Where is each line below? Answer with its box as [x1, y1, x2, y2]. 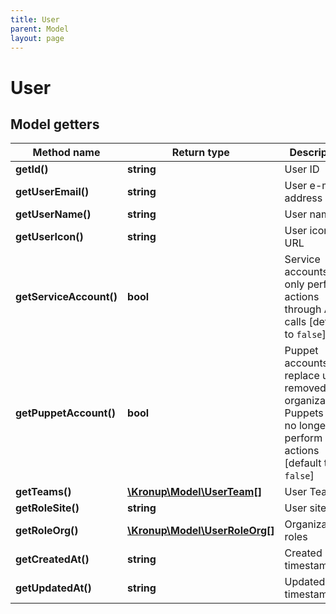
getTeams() [15, 485, 72, 499]
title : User [10, 14, 60, 25]
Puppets [284, 406, 324, 420]
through [284, 302, 322, 316]
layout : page [10, 33, 65, 43]
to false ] [284, 327, 327, 341]
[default [284, 456, 322, 470]
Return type [171, 146, 230, 160]
